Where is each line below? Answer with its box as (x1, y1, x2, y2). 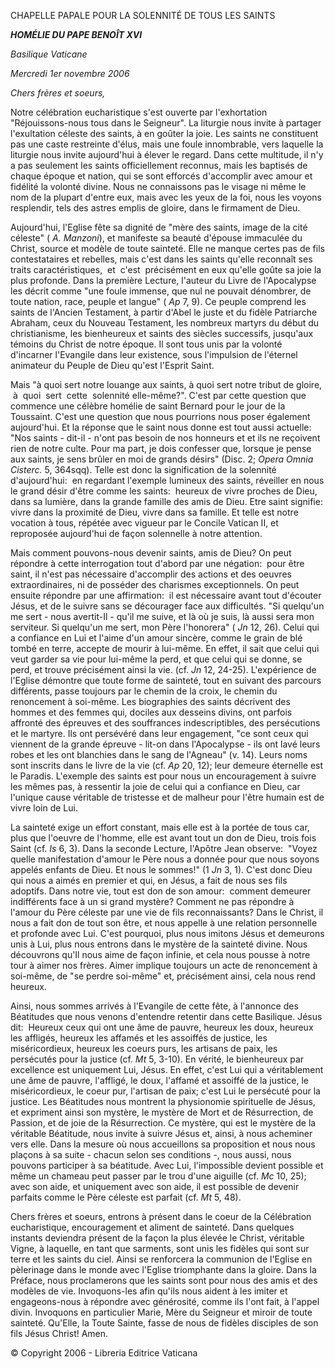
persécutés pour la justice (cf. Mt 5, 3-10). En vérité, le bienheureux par (10, 1053, 305, 1065)
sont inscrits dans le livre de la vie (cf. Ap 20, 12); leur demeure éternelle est (10, 760, 324, 771)
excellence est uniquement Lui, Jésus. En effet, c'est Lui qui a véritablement (10, 1064, 324, 1075)
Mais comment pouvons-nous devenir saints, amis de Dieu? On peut (10, 547, 292, 559)
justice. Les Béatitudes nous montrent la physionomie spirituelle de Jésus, (10, 1096, 316, 1107)
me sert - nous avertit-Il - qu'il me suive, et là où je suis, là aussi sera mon (10, 611, 315, 622)
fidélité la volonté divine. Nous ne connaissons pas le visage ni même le (10, 181, 307, 192)
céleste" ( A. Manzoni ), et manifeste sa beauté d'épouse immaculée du (10, 232, 303, 244)
